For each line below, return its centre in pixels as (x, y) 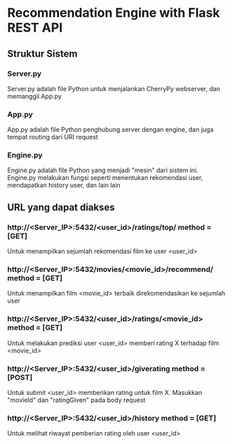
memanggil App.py (34, 96)
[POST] (20, 377)
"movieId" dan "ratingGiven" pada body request (76, 400)
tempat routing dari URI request (53, 137)
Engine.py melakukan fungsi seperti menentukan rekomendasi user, (105, 178)
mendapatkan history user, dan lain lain (64, 185)
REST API (35, 28)
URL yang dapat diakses (61, 207)
